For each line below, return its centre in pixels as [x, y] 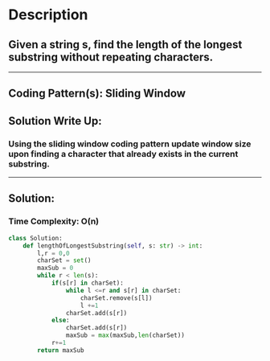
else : [60, 320]
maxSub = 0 [55, 268]
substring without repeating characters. [111, 57]
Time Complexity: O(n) [54, 221]
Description [48, 15]
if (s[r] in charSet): [88, 283]
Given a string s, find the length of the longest [125, 45]
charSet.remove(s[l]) [116, 298]
